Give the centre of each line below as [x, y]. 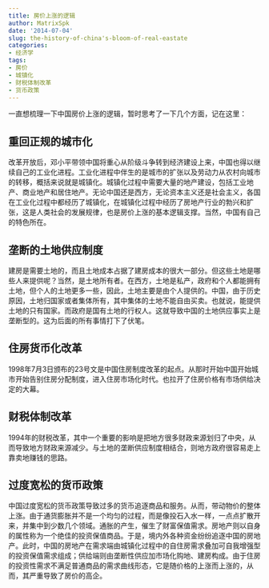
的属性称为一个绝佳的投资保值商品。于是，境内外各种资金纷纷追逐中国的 [127, 536]
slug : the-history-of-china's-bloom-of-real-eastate [98, 38]
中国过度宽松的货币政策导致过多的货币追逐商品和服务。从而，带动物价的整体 [134, 506]
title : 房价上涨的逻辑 [42, 16]
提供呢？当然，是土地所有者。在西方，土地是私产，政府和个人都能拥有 [145, 280]
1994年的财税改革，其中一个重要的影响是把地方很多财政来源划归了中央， [129, 438]
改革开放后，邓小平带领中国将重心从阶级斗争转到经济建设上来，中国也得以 [131, 162]
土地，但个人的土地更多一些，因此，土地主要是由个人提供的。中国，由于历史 [134, 290]
